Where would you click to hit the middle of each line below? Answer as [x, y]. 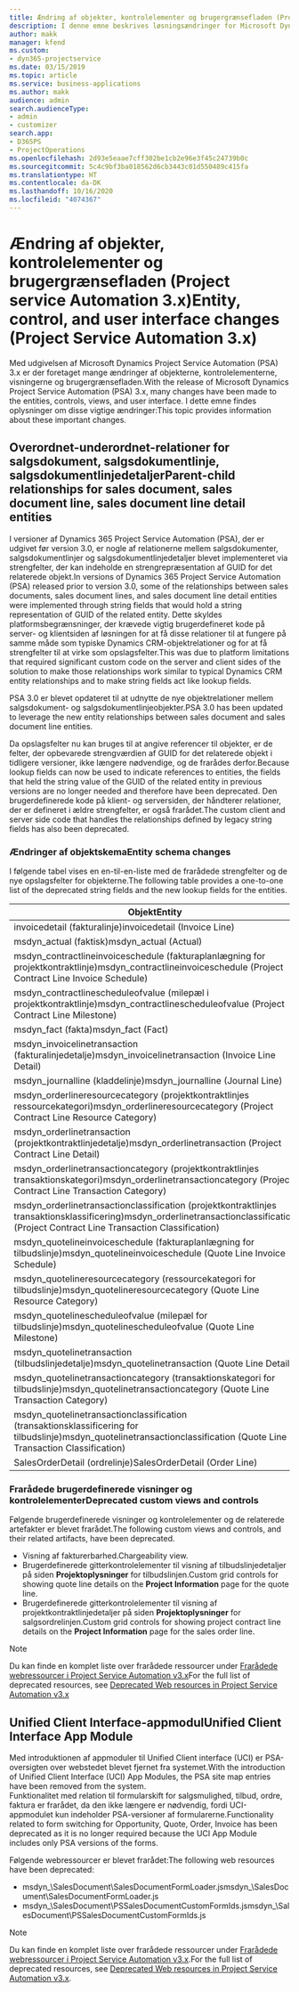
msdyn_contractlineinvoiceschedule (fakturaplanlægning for [140, 955]
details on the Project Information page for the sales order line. [138, 1631]
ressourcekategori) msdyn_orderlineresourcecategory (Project [144, 1106]
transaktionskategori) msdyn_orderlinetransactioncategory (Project [154, 1179]
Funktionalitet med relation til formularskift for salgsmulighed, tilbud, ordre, [146, 1796]
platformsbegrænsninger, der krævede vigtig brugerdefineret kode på [137, 623]
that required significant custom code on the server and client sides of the [145, 662]
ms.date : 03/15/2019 [48, 68]
